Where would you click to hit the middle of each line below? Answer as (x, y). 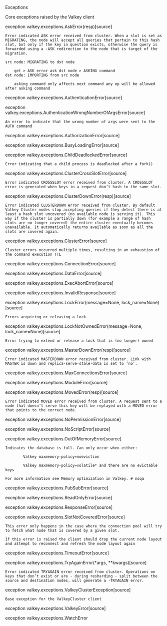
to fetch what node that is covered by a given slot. (62, 530)
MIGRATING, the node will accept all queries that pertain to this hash (82, 40)
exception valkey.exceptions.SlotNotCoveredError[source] (65, 517)
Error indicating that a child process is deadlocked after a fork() (79, 164)
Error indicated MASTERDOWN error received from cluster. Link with (78, 359)
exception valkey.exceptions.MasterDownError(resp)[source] (68, 350)
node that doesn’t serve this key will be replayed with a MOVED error (81, 406)
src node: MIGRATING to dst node (40, 62)
